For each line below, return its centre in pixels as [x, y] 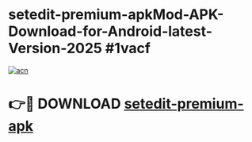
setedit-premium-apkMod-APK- [116, 15]
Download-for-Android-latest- [110, 31]
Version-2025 [55, 48]
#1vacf [128, 48]
